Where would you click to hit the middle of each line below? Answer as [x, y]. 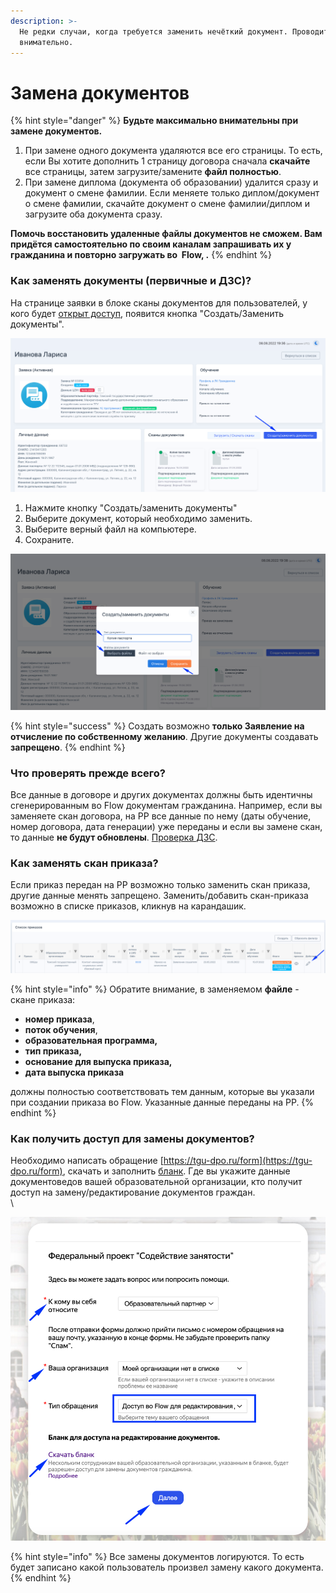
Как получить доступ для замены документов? [132, 1138]
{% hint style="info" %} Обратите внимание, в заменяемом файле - [155, 989]
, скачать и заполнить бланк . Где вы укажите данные [176, 1171]
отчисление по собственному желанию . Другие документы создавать [164, 736]
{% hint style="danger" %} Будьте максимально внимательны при [154, 121]
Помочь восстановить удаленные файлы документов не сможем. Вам [166, 234]
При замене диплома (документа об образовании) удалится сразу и [171, 182]
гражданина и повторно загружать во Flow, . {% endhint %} [141, 255]
